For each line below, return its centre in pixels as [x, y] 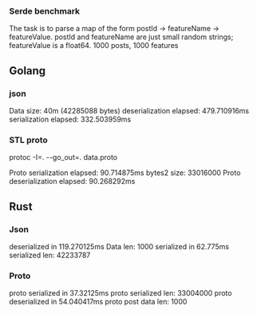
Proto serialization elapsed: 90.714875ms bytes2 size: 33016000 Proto [125, 173]
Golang [28, 71]
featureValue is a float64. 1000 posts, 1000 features [94, 46]
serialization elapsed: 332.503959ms [70, 119]
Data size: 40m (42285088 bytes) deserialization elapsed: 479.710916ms [129, 110]
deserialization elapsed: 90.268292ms [72, 181]
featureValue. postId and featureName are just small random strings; [121, 37]
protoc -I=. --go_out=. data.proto [63, 157]
